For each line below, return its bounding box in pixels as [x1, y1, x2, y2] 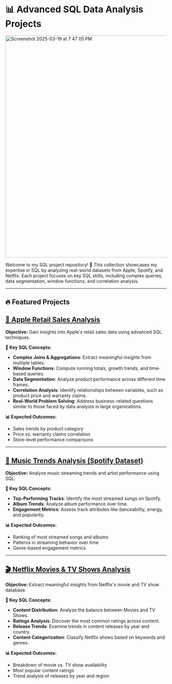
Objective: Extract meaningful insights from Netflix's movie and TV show [5, 581, 160, 587]
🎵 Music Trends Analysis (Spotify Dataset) [5, 456, 143, 465]
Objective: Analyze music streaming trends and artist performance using [5, 470, 160, 476]
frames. [12, 382, 29, 388]
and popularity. [12, 512, 45, 518]
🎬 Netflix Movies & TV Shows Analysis [5, 565, 131, 574]
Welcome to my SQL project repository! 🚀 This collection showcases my [5, 261, 157, 267]
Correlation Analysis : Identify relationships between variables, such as [12, 387, 163, 393]
